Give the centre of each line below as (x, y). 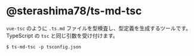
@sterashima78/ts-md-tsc (74, 11)
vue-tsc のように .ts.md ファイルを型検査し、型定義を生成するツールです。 (99, 28)
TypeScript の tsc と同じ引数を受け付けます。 (62, 35)
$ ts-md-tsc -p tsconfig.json (44, 47)
